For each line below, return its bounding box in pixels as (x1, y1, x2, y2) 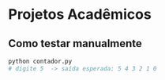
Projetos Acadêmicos (8, 5, 152, 24)
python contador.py (8, 57, 73, 65)
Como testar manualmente (8, 37, 142, 50)
